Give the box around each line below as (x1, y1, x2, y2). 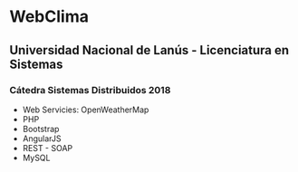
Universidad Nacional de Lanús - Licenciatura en (9, 43, 290, 58)
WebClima (9, 6, 89, 27)
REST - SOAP (22, 142, 73, 153)
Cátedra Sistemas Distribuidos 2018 (9, 83, 171, 96)
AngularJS (22, 133, 62, 144)
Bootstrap (22, 123, 60, 134)
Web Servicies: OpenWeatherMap (22, 104, 149, 115)
